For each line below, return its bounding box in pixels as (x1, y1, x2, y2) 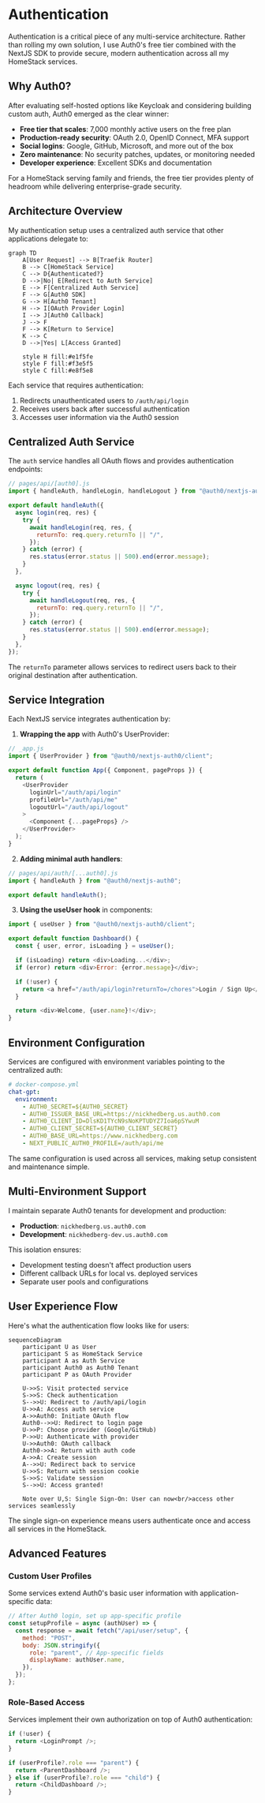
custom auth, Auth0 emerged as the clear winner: (8, 109, 170, 118)
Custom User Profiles (8, 1570, 92, 1581)
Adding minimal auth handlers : (19, 854, 123, 864)
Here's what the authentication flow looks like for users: (8, 1321, 189, 1330)
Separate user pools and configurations (19, 1276, 149, 1286)
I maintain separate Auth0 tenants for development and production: (8, 1205, 227, 1215)
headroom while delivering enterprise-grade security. (8, 182, 182, 191)
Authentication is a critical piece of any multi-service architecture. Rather (8, 32, 246, 41)
